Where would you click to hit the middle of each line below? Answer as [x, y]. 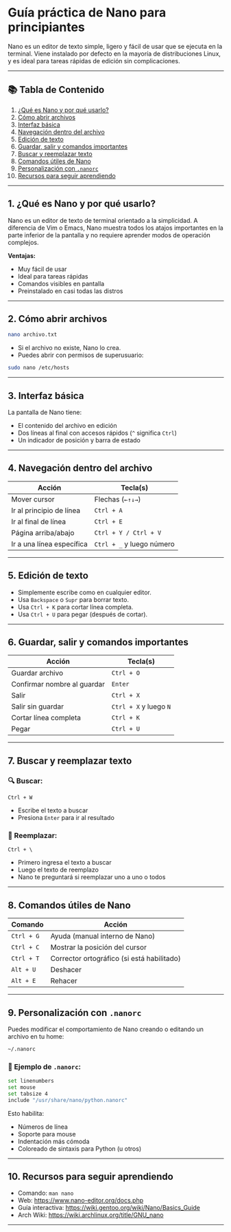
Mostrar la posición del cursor [98, 947]
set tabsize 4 [28, 1094]
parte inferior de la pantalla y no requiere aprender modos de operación [109, 235]
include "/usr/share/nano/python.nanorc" [68, 1100]
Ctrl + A [108, 510]
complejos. [23, 242]
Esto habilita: [26, 1113]
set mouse [22, 1088]
